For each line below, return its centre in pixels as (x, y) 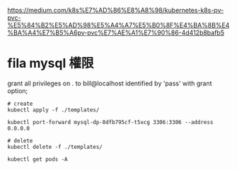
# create (20, 104)
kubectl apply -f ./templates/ (53, 110)
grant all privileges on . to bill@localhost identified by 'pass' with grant (110, 83)
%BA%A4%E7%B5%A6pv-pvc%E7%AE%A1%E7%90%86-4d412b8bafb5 (116, 32)
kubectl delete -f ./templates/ (55, 147)
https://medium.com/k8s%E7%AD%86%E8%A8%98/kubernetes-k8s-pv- (116, 10)
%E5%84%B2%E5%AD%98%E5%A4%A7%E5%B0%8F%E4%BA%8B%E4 (118, 25)
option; (18, 90)
